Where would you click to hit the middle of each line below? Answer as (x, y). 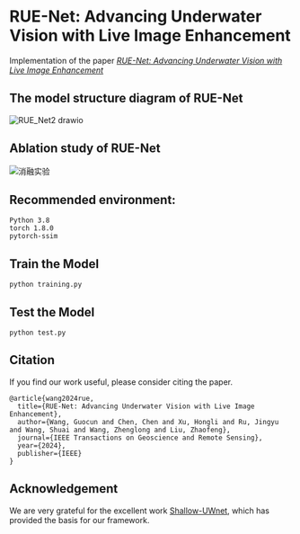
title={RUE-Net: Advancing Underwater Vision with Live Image (136, 406)
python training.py (46, 285)
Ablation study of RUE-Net (85, 149)
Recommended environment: (93, 200)
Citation (32, 360)
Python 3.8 (30, 221)
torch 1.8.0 (31, 228)
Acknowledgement (64, 489)
